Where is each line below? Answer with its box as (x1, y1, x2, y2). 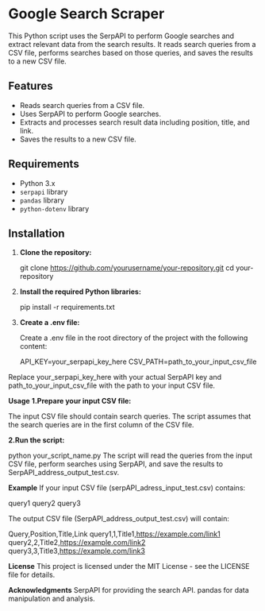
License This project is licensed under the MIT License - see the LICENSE (8, 562, 250, 571)
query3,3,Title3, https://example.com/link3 (8, 546, 145, 556)
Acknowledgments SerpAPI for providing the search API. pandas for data (8, 586, 250, 595)
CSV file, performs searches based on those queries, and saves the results (8, 48, 254, 57)
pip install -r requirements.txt (19, 303, 115, 312)
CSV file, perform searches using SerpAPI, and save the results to (8, 459, 224, 469)
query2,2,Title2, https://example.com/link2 (8, 538, 146, 547)
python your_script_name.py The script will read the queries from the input (8, 451, 252, 461)
